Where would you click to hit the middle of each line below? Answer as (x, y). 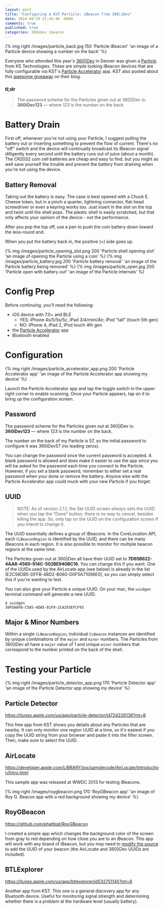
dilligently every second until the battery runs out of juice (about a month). (80, 154)
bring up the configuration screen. (40, 399)
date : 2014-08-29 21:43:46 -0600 (39, 19)
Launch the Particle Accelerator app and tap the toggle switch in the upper (80, 388)
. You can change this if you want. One (117, 564)
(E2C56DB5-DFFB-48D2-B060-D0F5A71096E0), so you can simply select (80, 574)
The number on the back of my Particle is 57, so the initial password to (76, 441)
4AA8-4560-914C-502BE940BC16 (41, 564)
